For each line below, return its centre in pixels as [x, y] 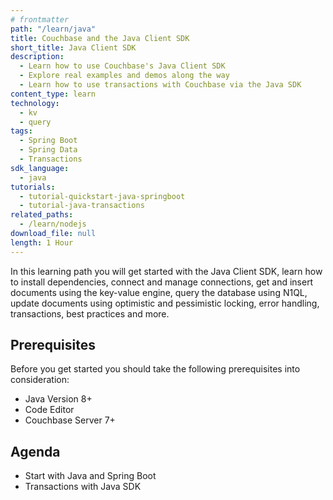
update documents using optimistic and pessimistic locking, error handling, [165, 303]
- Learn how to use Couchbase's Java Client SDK [122, 66]
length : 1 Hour [42, 242]
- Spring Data [48, 150]
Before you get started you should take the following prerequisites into [155, 369]
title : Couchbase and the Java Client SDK [100, 38]
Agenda [35, 451]
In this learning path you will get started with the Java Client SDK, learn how [166, 271]
